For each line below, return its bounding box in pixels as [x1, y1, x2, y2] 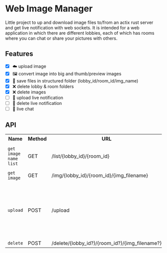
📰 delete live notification [12, 100, 62, 106]
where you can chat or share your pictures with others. [5, 35, 118, 41]
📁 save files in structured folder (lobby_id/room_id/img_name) [12, 78, 139, 84]
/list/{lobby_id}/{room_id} [51, 153, 110, 160]
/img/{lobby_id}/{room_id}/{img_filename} [51, 172, 148, 179]
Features [5, 50, 33, 58]
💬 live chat [12, 106, 34, 112]
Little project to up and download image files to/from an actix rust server [5, 19, 154, 25]
